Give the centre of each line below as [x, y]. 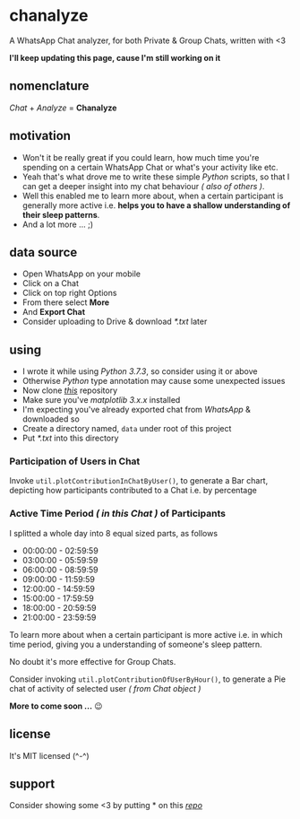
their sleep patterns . [61, 214]
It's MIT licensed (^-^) [49, 755]
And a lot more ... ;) [58, 224]
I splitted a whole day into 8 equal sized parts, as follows [113, 533]
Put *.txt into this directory [70, 438]
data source [43, 252]
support [32, 784]
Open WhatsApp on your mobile [81, 274]
